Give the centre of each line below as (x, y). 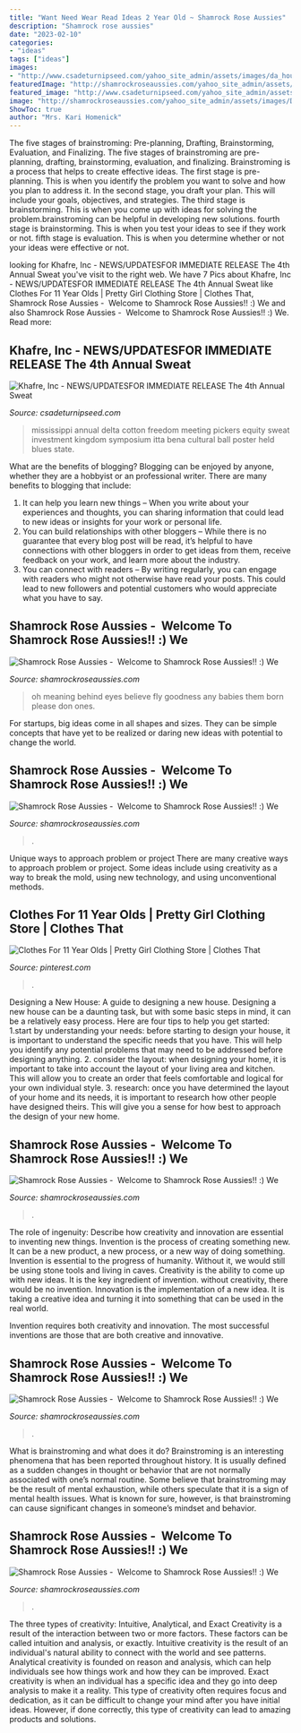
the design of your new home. (64, 1117)
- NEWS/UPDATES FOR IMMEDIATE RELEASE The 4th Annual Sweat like (142, 284)
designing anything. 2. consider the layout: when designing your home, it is (148, 1060)
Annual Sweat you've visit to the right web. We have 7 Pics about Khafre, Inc (150, 275)
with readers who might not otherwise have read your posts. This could (154, 579)
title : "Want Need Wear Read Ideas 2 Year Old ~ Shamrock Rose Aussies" (148, 17)
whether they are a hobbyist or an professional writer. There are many (138, 476)
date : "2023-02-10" (46, 34)
